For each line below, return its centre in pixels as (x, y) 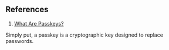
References (27, 10)
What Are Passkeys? (39, 23)
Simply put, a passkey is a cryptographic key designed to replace (84, 35)
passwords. (19, 41)
